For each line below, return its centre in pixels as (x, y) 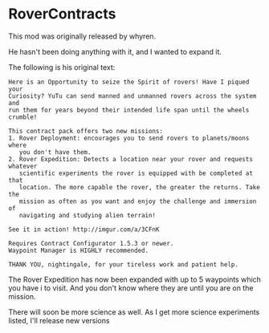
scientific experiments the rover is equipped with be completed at (136, 173)
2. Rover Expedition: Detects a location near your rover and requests (130, 159)
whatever (23, 166)
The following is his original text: (62, 67)
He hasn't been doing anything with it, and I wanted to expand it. (115, 51)
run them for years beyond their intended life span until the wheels (129, 110)
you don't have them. (55, 152)
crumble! (23, 117)
